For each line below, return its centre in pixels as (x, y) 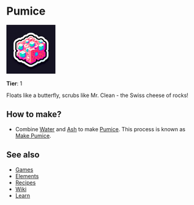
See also (23, 155)
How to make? (34, 114)
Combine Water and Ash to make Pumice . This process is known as (100, 129)
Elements (27, 176)
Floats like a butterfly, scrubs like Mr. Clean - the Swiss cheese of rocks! (97, 95)
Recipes (25, 182)
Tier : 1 (14, 83)
